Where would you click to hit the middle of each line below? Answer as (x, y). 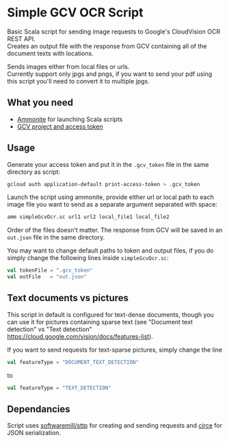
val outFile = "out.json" (47, 277)
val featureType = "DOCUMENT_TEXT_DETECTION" (73, 362)
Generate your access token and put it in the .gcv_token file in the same (108, 164)
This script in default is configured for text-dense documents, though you (110, 314)
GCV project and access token (60, 126)
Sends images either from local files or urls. (68, 66)
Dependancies (39, 409)
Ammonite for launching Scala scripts (70, 119)
